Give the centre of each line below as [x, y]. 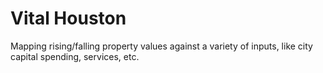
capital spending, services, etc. [75, 56]
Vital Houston [68, 18]
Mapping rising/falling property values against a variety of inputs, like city [161, 46]
